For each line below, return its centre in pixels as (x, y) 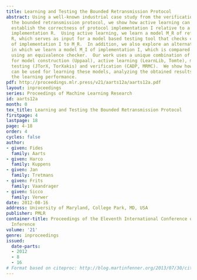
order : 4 (17, 132)
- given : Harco (25, 159)
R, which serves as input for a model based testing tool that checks (99, 39)
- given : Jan (22, 170)
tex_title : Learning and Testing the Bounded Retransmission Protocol (94, 110)
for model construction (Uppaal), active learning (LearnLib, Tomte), (99, 60)
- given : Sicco (25, 191)
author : (16, 142)
